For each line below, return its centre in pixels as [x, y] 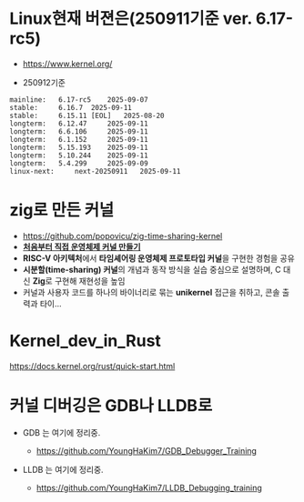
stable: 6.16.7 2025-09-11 [71, 107]
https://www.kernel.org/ [67, 64]
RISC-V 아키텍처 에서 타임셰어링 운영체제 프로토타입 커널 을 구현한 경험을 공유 [159, 258]
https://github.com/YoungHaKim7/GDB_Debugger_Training [147, 450]
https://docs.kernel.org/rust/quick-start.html [92, 366]
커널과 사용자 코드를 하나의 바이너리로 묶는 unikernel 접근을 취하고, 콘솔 [151, 292]
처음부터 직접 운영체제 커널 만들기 [81, 246]
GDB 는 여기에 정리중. [61, 432]
